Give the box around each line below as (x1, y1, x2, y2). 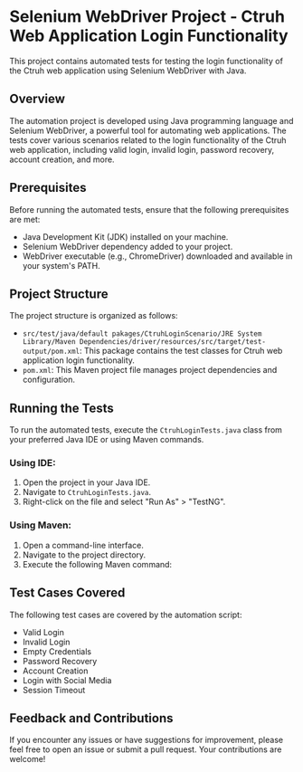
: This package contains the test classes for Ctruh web (80, 346, 283, 357)
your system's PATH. (22, 260, 101, 271)
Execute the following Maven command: (22, 558, 173, 569)
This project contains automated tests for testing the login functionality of (9, 55, 283, 66)
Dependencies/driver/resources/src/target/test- (80, 338, 267, 347)
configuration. (22, 374, 75, 386)
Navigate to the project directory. (22, 549, 147, 560)
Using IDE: (9, 457, 56, 470)
